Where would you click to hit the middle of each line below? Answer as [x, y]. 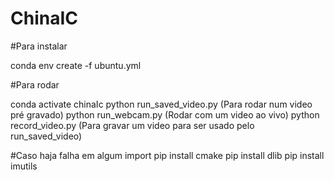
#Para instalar [39, 46]
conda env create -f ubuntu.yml [76, 65]
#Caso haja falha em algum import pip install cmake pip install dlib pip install [167, 155]
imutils [24, 166]
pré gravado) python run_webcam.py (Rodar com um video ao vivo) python [165, 114]
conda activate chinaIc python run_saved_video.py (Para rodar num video [161, 104]
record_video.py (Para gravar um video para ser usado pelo [132, 125]
